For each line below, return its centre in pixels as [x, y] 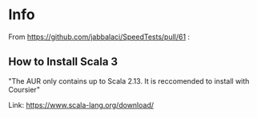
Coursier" [24, 89]
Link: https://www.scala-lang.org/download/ [81, 104]
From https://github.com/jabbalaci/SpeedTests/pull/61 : [99, 37]
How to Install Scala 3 [63, 62]
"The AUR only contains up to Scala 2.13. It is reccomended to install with [129, 81]
